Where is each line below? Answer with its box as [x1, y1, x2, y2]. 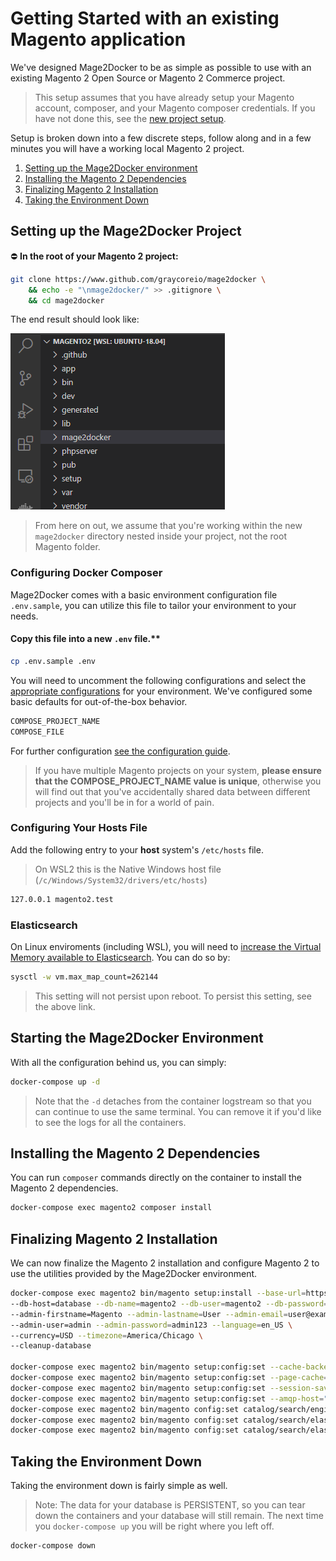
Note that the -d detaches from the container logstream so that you [34, 1095, 312, 1107]
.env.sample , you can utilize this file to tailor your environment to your [10, 599, 297, 611]
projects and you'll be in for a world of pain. [34, 796, 215, 808]
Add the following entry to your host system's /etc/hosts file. [10, 843, 264, 856]
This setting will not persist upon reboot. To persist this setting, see [34, 990, 312, 1002]
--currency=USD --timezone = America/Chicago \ [10, 1330, 203, 1341]
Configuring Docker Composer [10, 566, 163, 580]
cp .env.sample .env [10, 656, 97, 666]
